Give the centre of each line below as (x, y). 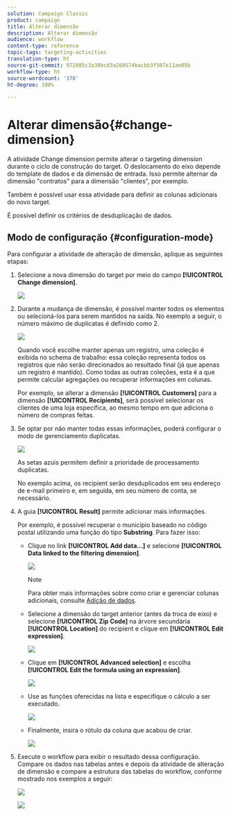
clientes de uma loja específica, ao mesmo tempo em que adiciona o (115, 408)
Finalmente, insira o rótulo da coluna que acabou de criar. (110, 730)
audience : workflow (35, 40)
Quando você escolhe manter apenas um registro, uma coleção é (111, 350)
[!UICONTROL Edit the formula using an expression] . (104, 670)
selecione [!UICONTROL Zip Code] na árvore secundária (109, 621)
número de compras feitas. (56, 415)
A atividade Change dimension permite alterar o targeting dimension (105, 159)
